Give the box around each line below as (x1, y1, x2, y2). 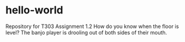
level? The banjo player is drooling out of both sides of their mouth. (5, 29, 167, 36)
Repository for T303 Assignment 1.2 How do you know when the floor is (5, 23, 179, 30)
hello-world (5, 3, 64, 17)
